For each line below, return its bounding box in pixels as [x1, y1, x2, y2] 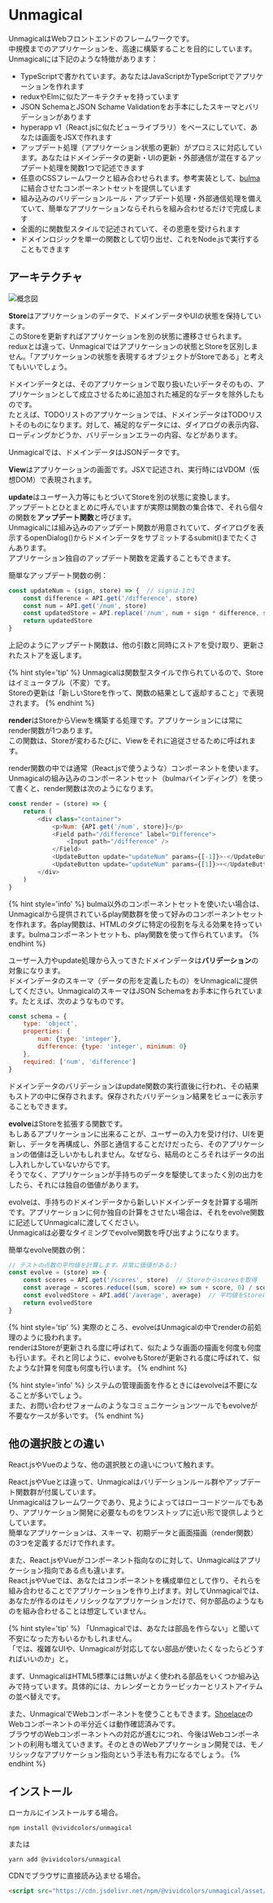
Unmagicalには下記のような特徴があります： [8, 54, 158, 63]
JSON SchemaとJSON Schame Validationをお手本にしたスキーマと [19, 102, 245, 112]
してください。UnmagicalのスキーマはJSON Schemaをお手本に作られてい [8, 986, 256, 995]
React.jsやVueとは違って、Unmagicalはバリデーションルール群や [8, 1477, 226, 1487]
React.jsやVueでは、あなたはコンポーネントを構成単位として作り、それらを [8, 1576, 262, 1586]
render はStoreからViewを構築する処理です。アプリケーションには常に [8, 715, 244, 725]
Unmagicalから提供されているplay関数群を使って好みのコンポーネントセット [8, 909, 264, 919]
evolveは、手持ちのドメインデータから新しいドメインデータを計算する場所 [8, 1196, 258, 1206]
